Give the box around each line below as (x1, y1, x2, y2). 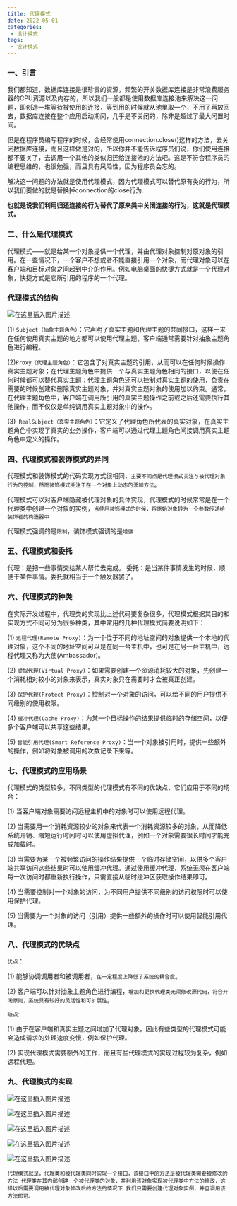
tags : (7, 37, 23, 44)
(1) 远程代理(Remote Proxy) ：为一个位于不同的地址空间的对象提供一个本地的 (7, 633, 224, 642)
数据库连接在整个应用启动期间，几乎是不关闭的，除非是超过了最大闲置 (19, 112, 224, 120)
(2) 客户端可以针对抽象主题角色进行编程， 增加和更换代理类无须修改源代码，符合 (7, 987, 224, 996)
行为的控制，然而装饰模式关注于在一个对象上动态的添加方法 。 (7, 480, 161, 489)
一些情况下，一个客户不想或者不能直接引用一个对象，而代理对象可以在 (25, 255, 230, 264)
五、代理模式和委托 (7, 546, 73, 556)
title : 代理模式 (7, 10, 51, 18)
